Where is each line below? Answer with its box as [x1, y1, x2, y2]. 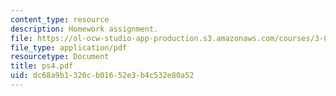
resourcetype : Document [10, 52, 110, 62]
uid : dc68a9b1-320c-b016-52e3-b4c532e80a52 [10, 71, 195, 81]
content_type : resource [10, 14, 110, 25]
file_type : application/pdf [10, 42, 128, 53]
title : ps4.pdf [10, 61, 74, 71]
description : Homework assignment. [10, 24, 159, 34]
